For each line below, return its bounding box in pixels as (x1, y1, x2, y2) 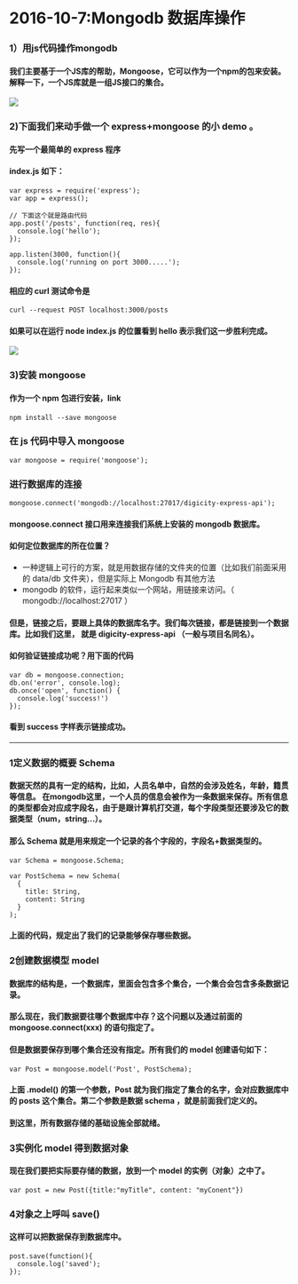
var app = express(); (9, 194, 90, 203)
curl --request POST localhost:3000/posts (9, 305, 169, 315)
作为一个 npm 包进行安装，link (9, 392, 122, 403)
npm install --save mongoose (9, 413, 117, 422)
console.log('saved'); (17, 1260, 101, 1269)
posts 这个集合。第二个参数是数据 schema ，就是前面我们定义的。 (19, 1096, 263, 1106)
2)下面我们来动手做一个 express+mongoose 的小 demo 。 (9, 121, 259, 133)
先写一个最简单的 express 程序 (9, 144, 122, 155)
